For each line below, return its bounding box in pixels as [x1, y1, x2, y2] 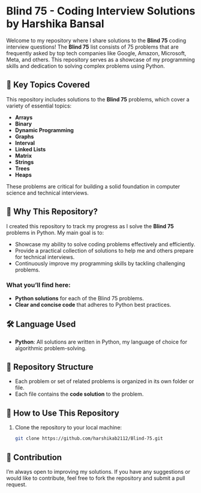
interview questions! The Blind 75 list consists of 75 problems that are [6, 43, 179, 50]
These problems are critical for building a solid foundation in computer [6, 183, 181, 190]
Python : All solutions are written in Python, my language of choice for [14, 338, 188, 345]
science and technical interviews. [6, 189, 89, 196]
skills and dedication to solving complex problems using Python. [6, 62, 165, 70]
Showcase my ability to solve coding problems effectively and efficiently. [14, 240, 196, 247]
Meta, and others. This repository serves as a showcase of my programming [6, 56, 195, 63]
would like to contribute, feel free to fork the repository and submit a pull [6, 474, 185, 482]
